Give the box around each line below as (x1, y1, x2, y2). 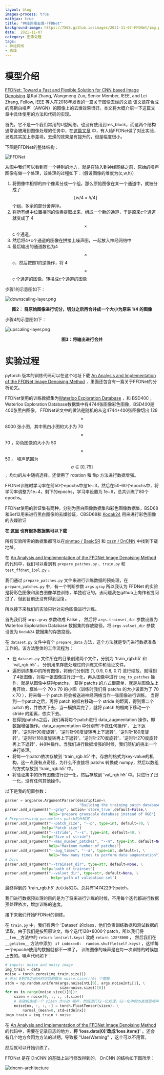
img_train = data (5, 967, 41, 972)
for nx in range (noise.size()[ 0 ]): (5, 990, 78, 995)
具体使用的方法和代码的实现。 (13, 111, 74, 117)
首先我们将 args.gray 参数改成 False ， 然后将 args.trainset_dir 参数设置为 (5, 617, 158, 623)
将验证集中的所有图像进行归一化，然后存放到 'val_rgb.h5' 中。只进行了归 (12, 772, 158, 778)
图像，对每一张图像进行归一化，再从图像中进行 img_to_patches (23, 674, 150, 680)
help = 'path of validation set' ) (51, 875, 117, 880)
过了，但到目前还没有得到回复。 (5, 596, 69, 602)
